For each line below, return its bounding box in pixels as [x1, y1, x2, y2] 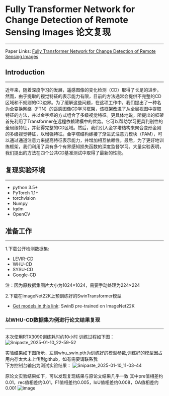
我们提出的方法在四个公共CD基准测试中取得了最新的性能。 [5, 149, 127, 155]
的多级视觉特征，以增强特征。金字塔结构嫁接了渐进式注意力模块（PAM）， [5, 131, 158, 137]
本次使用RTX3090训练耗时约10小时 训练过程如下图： [5, 334, 115, 340]
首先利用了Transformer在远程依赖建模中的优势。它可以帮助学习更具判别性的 [5, 118, 163, 124]
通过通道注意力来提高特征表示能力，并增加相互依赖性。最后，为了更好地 [9, 137, 159, 143]
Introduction [5, 68, 45, 76]
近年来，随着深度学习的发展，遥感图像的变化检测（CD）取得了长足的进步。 [5, 87, 162, 93]
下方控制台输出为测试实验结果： [5, 362, 71, 368]
